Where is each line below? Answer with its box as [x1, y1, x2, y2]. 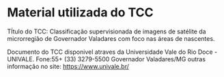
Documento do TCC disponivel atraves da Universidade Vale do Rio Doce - [7, 48, 218, 56]
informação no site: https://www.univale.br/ [7, 62, 130, 70]
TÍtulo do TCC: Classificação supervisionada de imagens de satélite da [7, 27, 206, 35]
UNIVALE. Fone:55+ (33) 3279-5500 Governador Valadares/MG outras [7, 55, 206, 63]
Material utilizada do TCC [7, 5, 154, 20]
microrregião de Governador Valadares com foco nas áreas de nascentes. [7, 34, 215, 42]
